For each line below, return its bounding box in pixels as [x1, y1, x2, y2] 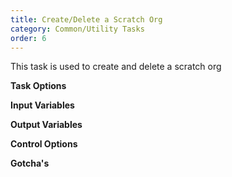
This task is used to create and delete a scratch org [10, 61, 222, 73]
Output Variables [10, 119, 83, 131]
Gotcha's [10, 157, 50, 170]
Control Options [10, 138, 78, 150]
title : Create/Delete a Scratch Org [10, 14, 163, 25]
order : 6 [10, 33, 47, 43]
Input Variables [10, 99, 75, 111]
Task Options [10, 80, 67, 92]
